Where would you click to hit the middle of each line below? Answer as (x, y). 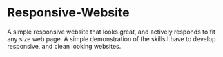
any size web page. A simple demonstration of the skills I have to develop (111, 38)
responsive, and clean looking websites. (64, 46)
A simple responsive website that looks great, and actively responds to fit (111, 32)
